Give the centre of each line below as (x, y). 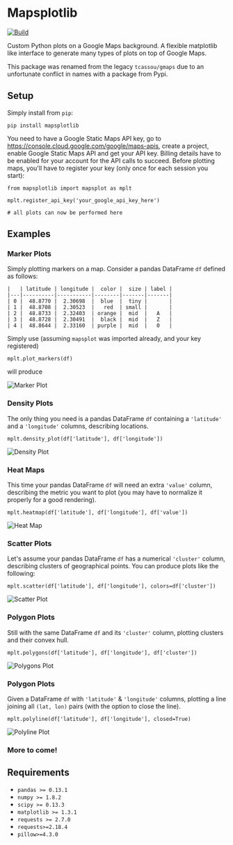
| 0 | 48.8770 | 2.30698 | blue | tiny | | (90, 301)
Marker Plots (30, 254)
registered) (23, 346)
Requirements (38, 773)
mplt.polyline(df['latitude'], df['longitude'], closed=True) (99, 719)
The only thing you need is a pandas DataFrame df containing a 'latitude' (115, 418)
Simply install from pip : (40, 112)
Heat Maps (26, 470)
